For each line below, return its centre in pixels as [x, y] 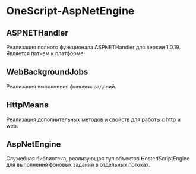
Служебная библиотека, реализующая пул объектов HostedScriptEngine [98, 159]
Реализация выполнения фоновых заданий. [61, 86]
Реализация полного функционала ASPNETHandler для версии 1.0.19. [94, 47]
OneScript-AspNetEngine [70, 11]
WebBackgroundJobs [47, 72]
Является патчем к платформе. [45, 53]
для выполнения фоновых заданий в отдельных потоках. [78, 165]
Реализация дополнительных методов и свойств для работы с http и [94, 119]
